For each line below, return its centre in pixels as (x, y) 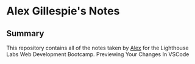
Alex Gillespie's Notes (63, 11)
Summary (25, 34)
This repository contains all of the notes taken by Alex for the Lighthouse (97, 48)
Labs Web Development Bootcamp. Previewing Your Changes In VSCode (98, 54)
